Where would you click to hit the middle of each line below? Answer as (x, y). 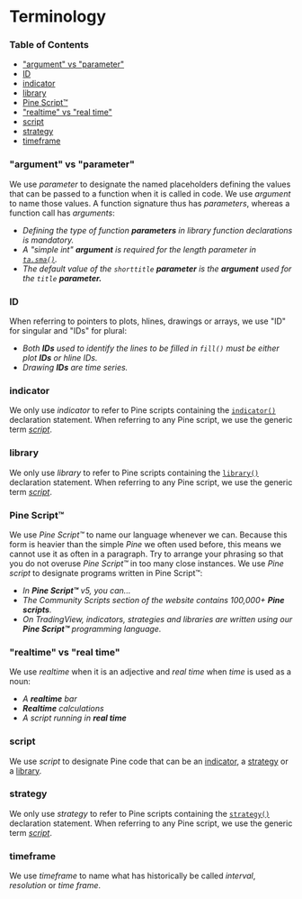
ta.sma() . (40, 259)
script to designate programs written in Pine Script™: (106, 573)
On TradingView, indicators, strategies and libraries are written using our (157, 619)
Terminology (58, 17)
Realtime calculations (63, 709)
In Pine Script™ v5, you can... (76, 590)
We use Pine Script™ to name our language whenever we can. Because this (148, 535)
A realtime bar (50, 699)
